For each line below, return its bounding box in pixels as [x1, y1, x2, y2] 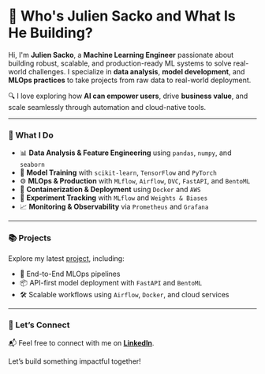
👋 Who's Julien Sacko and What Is [8, 7, 237, 25]
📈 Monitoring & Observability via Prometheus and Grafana [19, 202, 209, 212]
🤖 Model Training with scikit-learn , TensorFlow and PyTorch [19, 168, 217, 177]
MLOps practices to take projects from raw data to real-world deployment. [8, 75, 252, 85]
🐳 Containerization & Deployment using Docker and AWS [19, 185, 201, 195]
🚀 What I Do [8, 130, 54, 141]
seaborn [19, 161, 45, 169]
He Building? [8, 24, 93, 42]
